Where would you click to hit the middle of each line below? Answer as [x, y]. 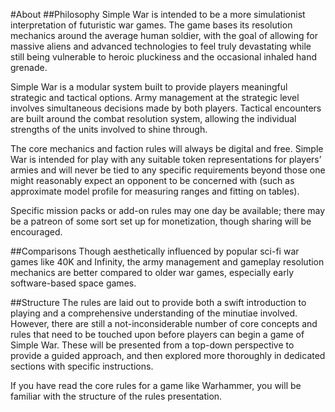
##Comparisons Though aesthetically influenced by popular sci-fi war [155, 251]
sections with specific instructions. [82, 366]
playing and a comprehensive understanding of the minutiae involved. [154, 313]
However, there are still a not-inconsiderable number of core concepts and [164, 323]
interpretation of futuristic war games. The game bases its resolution [151, 25]
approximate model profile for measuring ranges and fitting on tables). [155, 191]
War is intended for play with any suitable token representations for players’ [166, 159]
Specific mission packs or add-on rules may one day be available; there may [168, 210]
